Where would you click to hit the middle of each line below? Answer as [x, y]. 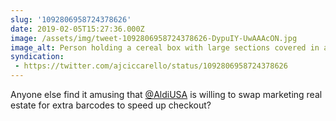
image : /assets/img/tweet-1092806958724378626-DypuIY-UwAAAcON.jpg [154, 38]
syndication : [37, 57]
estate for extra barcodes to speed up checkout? [111, 105]
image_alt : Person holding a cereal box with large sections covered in [165, 47]
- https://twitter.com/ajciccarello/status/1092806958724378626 [151, 66]
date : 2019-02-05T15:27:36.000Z [77, 29]
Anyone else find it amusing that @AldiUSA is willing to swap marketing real [166, 94]
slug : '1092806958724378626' [71, 19]
